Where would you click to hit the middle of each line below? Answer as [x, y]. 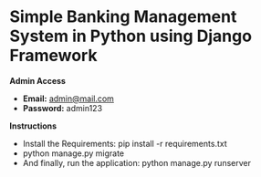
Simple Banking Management [123, 17]
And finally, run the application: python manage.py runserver [136, 162]
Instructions [33, 126]
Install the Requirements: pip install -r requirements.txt [125, 143]
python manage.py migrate [73, 153]
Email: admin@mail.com [68, 99]
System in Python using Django [131, 36]
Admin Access [38, 80]
